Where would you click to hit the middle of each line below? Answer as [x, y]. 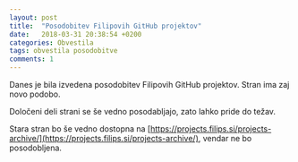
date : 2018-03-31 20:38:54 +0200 [76, 34]
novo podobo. [35, 94]
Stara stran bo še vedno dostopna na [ [80, 129]
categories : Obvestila [51, 43]
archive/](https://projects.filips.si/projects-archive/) [104, 138]
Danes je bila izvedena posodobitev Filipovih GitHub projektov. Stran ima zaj [149, 85]
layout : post [34, 17]
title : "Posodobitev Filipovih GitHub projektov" [106, 26]
